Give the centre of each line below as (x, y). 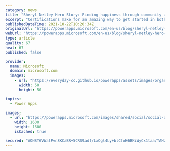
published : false (24, 52)
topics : (13, 99)
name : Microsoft (27, 66)
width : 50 (29, 85)
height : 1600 (28, 127)
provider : (16, 61)
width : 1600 (27, 122)
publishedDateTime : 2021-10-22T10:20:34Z (50, 24)
